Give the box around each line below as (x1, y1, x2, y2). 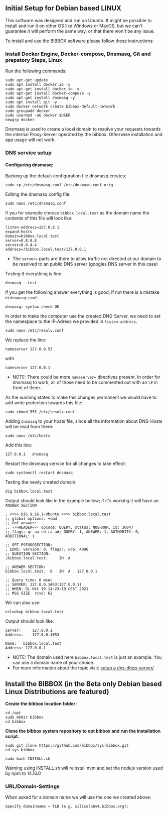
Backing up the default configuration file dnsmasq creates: (5, 173, 126, 179)
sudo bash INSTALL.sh (5, 756, 51, 761)
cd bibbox (5, 719, 26, 725)
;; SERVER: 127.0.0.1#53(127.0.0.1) (5, 582, 82, 587)
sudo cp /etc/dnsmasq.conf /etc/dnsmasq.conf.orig (5, 183, 113, 188)
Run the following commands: (5, 68, 67, 74)
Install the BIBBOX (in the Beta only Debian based (5, 679, 162, 688)
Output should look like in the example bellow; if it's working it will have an (5, 498, 159, 504)
